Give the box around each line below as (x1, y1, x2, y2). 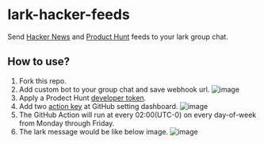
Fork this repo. (18, 76, 67, 85)
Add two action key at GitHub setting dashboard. (18, 101, 178, 111)
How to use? (7, 55, 71, 68)
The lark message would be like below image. (18, 126, 168, 136)
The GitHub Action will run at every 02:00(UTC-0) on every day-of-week (18, 110, 257, 119)
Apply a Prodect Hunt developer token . (18, 93, 147, 103)
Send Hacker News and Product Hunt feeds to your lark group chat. (7, 32, 229, 41)
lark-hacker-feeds (7, 6, 130, 24)
